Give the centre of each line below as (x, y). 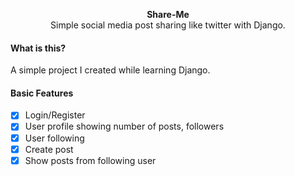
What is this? (38, 48)
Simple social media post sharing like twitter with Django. (168, 25)
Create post (49, 149)
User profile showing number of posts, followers (124, 126)
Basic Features (42, 93)
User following (54, 138)
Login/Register (55, 115)
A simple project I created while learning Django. (110, 70)
